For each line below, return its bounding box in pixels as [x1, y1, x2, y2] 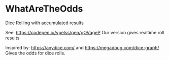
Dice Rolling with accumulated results [5, 20, 84, 26]
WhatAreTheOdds [5, 3, 83, 15]
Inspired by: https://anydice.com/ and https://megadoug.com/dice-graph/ [5, 44, 159, 50]
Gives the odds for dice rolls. [5, 50, 65, 56]
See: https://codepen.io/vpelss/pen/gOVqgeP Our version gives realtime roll [5, 29, 164, 35]
